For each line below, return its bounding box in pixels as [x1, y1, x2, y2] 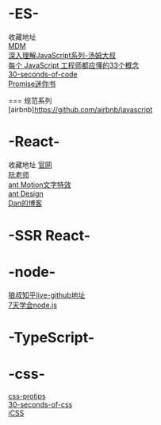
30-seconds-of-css [8, 400, 73, 410]
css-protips [8, 392, 46, 401]
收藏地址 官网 [8, 160, 52, 170]
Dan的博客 [8, 198, 43, 208]
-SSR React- [8, 227, 91, 245]
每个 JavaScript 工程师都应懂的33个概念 [8, 60, 140, 70]
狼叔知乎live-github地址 [8, 290, 86, 299]
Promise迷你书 [8, 79, 56, 88]
